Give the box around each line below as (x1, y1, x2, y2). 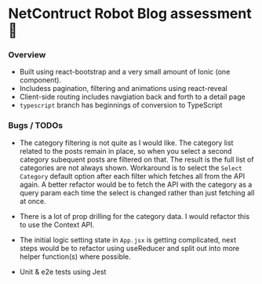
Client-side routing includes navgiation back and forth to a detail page (19, 92, 246, 102)
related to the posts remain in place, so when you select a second (19, 146, 232, 155)
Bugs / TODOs (8, 120, 64, 131)
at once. (19, 196, 47, 206)
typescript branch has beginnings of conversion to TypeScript (19, 100, 223, 110)
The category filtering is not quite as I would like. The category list (19, 138, 234, 147)
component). (19, 75, 61, 85)
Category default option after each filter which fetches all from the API (19, 171, 246, 180)
